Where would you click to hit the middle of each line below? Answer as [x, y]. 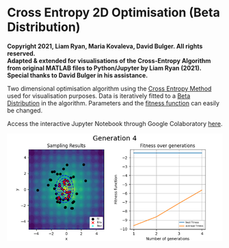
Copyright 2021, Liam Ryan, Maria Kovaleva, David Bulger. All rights [105, 46]
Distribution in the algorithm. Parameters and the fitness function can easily [113, 103]
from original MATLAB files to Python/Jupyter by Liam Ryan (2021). [104, 68]
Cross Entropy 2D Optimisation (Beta [113, 13]
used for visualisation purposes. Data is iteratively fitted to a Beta [99, 96]
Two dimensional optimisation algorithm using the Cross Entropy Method [109, 88]
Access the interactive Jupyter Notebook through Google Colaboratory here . [115, 123]
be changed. [25, 110]
